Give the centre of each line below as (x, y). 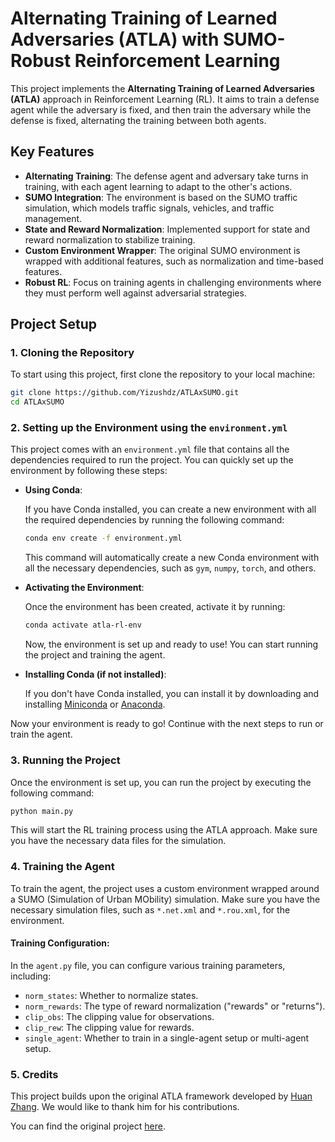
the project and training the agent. (95, 655)
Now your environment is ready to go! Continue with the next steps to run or (167, 724)
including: (31, 976)
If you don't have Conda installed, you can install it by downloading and (172, 694)
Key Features (52, 152)
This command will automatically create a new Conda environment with (172, 558)
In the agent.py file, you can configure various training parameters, (148, 965)
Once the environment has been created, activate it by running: (155, 607)
